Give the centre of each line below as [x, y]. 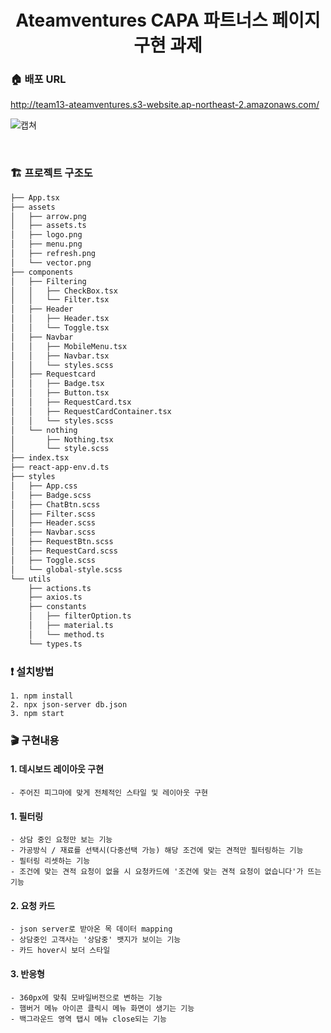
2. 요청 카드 [33, 905]
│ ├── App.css [44, 486]
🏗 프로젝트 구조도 [51, 173]
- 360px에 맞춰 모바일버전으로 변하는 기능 [86, 997]
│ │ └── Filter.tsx [60, 300]
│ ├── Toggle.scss [53, 560]
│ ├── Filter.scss [53, 514]
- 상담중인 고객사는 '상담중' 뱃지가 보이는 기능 [96, 940]
